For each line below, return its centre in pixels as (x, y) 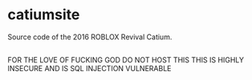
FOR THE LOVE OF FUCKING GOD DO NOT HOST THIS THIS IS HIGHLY (126, 60)
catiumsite (44, 15)
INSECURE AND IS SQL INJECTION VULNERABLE (89, 69)
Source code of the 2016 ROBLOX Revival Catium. (90, 37)
